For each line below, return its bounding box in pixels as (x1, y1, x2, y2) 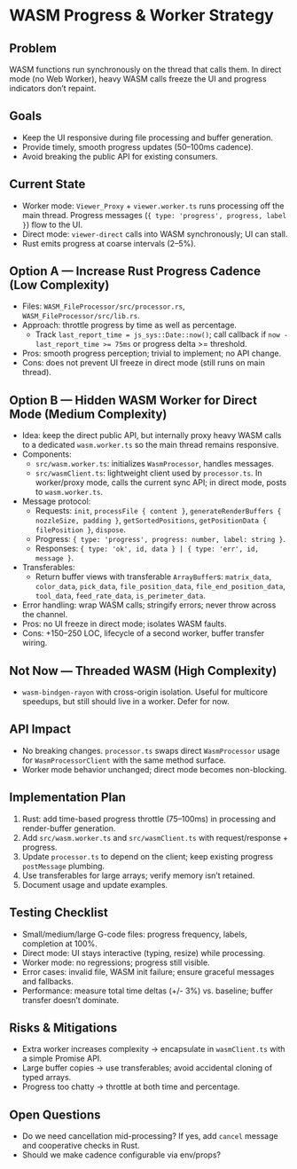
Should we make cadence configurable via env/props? (21, 1149, 222, 1160)
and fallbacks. (21, 976, 74, 986)
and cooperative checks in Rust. (21, 1141, 140, 1151)
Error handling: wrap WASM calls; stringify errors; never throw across (21, 600, 277, 610)
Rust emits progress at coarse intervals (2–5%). (21, 238, 197, 248)
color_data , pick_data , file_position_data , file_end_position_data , (35, 581, 285, 592)
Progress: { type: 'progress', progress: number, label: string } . (35, 534, 285, 545)
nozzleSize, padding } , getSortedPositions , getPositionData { (35, 515, 268, 526)
